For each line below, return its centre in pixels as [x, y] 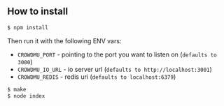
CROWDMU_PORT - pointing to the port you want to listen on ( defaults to [117, 54]
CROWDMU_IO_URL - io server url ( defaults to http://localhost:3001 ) [114, 69]
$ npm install [28, 27]
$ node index [26, 96]
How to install [38, 12]
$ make [17, 89]
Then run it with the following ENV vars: [64, 40]
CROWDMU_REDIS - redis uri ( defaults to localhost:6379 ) [97, 77]
